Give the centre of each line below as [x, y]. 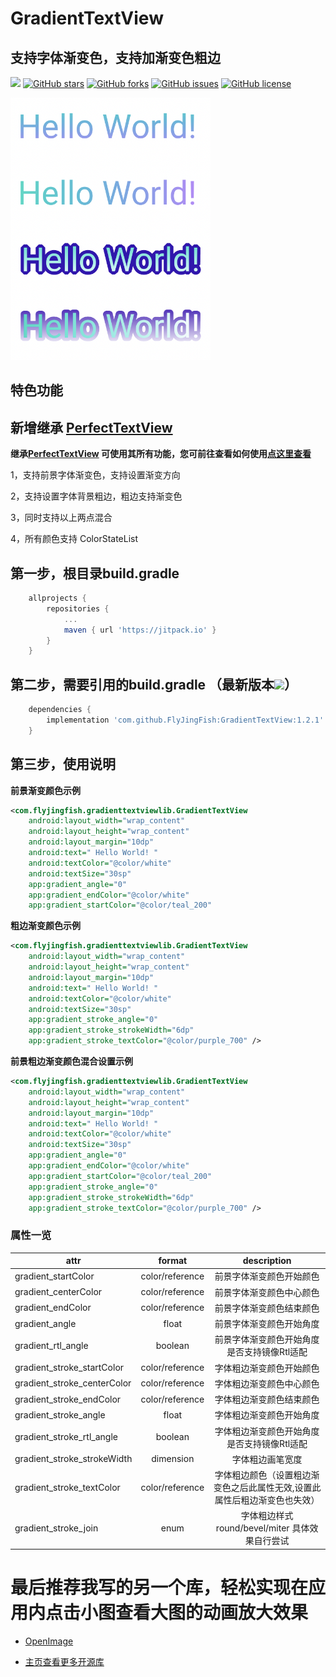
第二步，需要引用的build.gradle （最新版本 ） [154, 684]
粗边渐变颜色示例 [45, 926]
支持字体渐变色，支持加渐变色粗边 [115, 57]
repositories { [78, 608]
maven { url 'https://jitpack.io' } [140, 630]
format [173, 1261]
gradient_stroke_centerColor [73, 1383]
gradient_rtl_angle [51, 1345]
